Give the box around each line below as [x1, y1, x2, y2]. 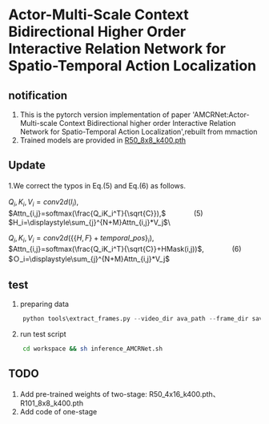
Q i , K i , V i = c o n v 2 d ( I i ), [8, 196, 79, 208]
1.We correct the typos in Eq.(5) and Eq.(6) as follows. [8, 180, 187, 190]
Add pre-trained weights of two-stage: [19, 389, 148, 398]
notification [8, 88, 68, 102]
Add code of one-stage [19, 406, 98, 416]
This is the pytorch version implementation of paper [19, 110, 191, 119]
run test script [19, 329, 66, 339]
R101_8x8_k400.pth [19, 398, 84, 408]
